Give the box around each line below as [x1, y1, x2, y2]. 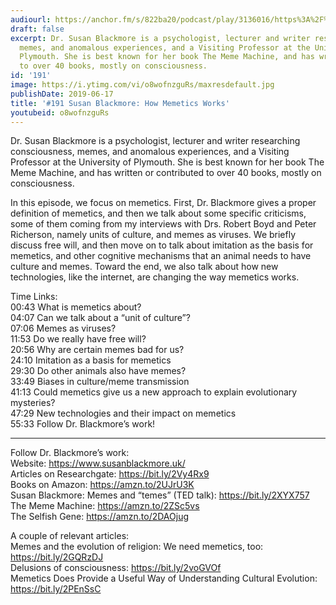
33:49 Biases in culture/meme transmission [10, 376, 190, 388]
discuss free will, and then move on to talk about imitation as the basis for [10, 239, 314, 251]
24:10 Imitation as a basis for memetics [10, 354, 172, 366]
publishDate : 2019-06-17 [10, 89, 114, 99]
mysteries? [10, 397, 56, 409]
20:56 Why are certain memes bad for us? [10, 344, 185, 356]
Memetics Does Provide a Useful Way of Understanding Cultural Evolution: [10, 572, 318, 585]
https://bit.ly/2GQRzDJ [10, 551, 104, 563]
